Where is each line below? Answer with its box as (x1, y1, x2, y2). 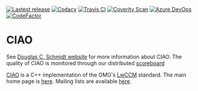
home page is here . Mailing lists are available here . (6, 77, 132, 84)
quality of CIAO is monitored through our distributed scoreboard (6, 59, 165, 66)
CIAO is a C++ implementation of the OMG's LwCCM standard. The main (6, 71, 187, 78)
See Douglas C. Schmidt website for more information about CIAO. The (6, 53, 182, 60)
